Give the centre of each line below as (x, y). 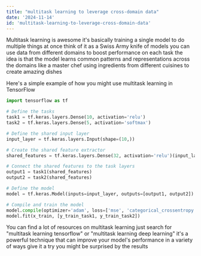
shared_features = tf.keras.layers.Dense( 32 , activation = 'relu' (88, 156)
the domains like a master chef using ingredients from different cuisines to (98, 65)
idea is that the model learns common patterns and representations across (98, 59)
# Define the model (31, 188)
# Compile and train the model (45, 204)
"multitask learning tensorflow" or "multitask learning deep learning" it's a (97, 234)
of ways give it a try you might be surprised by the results (77, 246)
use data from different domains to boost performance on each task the (95, 53)
